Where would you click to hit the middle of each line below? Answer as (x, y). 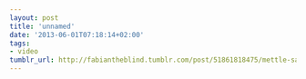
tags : (20, 43)
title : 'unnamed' (42, 26)
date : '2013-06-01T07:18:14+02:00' (77, 35)
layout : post (34, 18)
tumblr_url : (32, 60)
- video (24, 52)
